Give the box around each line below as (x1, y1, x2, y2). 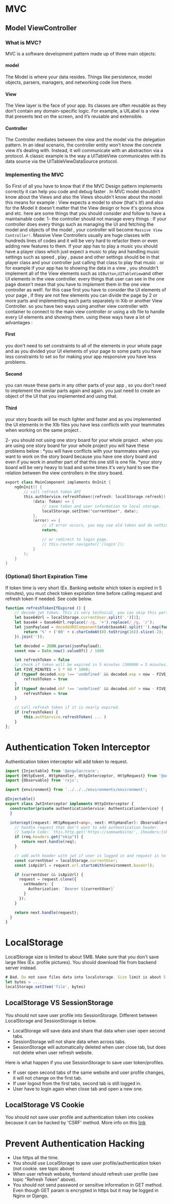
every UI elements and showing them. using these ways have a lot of (5, 314, 150, 320)
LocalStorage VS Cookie (5, 1101, 84, 1109)
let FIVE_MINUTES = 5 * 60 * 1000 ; (14, 667, 91, 672)
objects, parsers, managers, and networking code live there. (5, 79, 133, 85)
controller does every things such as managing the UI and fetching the (5, 221, 154, 227)
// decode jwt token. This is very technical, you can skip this (14, 610, 157, 616)
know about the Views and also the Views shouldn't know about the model (5, 194, 163, 200)
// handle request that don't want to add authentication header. (14, 825, 159, 830)
